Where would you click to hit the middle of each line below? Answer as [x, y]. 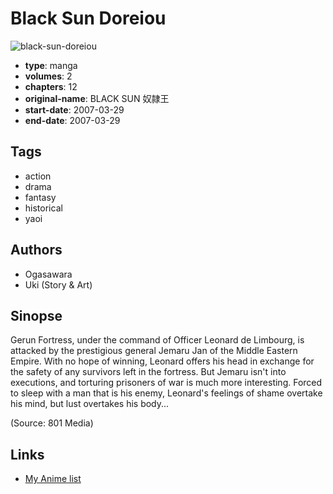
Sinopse [36, 315]
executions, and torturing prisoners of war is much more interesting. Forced [166, 383]
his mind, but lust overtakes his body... [90, 404]
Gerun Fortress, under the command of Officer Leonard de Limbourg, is [157, 340]
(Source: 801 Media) [52, 423]
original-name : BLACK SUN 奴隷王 [97, 98]
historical [43, 208]
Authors [36, 250]
